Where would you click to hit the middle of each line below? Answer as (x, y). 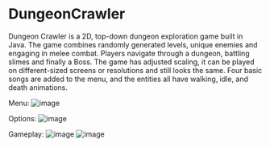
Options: (23, 118)
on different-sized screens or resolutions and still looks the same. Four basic (135, 70)
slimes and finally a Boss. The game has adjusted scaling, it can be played (132, 62)
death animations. (38, 87)
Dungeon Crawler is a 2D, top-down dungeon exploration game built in (126, 36)
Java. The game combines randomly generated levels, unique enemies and (133, 44)
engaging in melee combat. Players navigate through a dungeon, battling (129, 53)
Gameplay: (26, 134)
